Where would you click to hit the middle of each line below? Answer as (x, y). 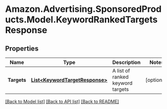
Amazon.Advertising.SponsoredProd (83, 9)
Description (126, 62)
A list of (121, 71)
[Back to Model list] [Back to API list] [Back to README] (62, 102)
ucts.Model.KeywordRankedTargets (82, 20)
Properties (22, 48)
